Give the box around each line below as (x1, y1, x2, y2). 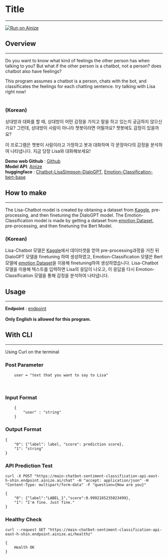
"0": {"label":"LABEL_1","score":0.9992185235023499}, (14, 495, 131, 501)
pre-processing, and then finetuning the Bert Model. (5, 223, 113, 229)
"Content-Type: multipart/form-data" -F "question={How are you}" (5, 482, 146, 487)
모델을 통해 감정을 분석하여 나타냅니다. (34, 272, 109, 278)
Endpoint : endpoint (5, 305, 46, 311)
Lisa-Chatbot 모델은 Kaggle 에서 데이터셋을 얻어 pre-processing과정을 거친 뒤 (5, 247, 159, 253)
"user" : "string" (23, 410, 61, 415)
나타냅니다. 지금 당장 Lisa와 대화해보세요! (10, 148, 91, 154)
